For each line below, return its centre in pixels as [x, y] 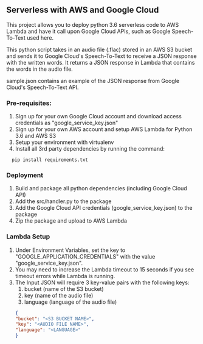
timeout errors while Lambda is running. [65, 276]
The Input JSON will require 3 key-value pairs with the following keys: [102, 282]
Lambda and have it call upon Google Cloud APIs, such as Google [88, 31]
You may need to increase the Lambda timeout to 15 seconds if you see [105, 269]
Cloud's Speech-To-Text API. [43, 87]
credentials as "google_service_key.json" [67, 123]
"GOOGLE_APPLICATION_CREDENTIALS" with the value [85, 256]
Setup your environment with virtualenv [64, 142]
